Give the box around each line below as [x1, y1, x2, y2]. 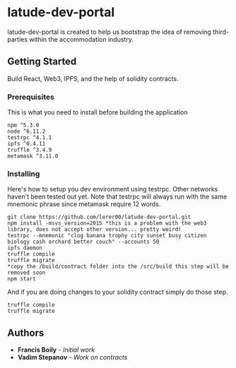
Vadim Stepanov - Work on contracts [17, 353, 128, 362]
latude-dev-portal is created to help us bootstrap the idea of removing [7, 28, 212, 36]
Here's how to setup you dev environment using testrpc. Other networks [7, 185, 218, 194]
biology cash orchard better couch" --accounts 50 [7, 238, 160, 246]
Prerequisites [7, 92, 54, 102]
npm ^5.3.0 [7, 121, 40, 129]
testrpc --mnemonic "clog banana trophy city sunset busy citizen [7, 232, 207, 239]
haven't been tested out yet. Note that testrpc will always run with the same [7, 192, 228, 201]
